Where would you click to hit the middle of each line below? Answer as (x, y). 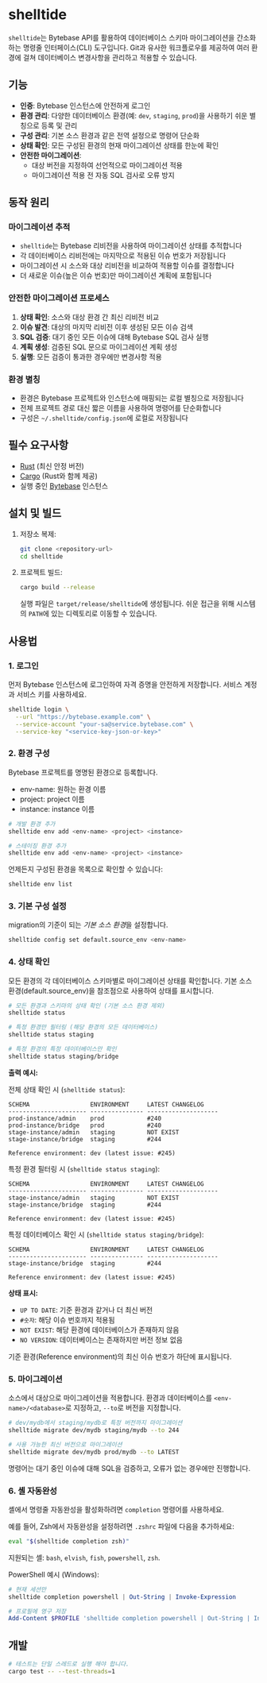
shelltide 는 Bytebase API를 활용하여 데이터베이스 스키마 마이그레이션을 (122, 37)
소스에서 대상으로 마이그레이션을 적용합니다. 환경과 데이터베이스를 (110, 1398)
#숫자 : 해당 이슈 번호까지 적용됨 (67, 1319)
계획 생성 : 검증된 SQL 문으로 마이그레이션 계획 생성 (98, 346)
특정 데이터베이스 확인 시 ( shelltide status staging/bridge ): (106, 1234)
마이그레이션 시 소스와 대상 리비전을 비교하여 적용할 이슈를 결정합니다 (127, 266)
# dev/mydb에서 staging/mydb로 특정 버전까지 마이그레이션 (95, 1423)
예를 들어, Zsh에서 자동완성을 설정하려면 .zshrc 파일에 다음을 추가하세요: (121, 1526)
